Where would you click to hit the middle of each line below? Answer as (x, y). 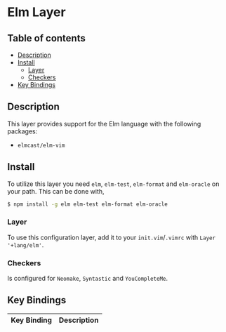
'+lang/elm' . (26, 245)
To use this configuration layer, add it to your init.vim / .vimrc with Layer (112, 237)
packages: (22, 131)
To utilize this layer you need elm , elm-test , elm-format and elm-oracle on (113, 184)
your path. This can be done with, (56, 191)
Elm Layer (36, 12)
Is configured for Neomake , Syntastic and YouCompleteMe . (88, 279)
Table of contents (46, 38)
